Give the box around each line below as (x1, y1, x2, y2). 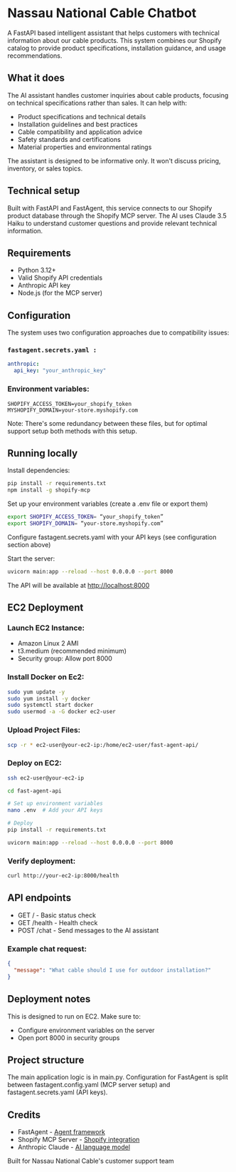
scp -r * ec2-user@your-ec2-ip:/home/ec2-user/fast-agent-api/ (7, 741, 199, 748)
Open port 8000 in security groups (17, 1033, 120, 1042)
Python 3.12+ (17, 266, 56, 275)
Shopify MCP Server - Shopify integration (17, 1136, 140, 1144)
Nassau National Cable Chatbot (7, 5, 197, 21)
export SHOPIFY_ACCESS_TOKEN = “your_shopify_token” (7, 514, 163, 521)
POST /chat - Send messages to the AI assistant (17, 926, 159, 934)
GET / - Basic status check (17, 911, 96, 919)
